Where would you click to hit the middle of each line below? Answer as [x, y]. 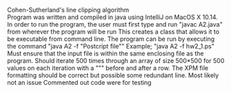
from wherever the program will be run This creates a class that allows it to [113, 31]
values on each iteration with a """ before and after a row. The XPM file [108, 68]
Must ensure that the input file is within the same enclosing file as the [106, 53]
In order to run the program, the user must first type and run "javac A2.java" [115, 24]
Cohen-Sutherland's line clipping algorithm [68, 10]
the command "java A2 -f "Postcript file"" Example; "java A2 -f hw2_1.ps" [111, 46]
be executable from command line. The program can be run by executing [111, 39]
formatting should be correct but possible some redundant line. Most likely [113, 75]
